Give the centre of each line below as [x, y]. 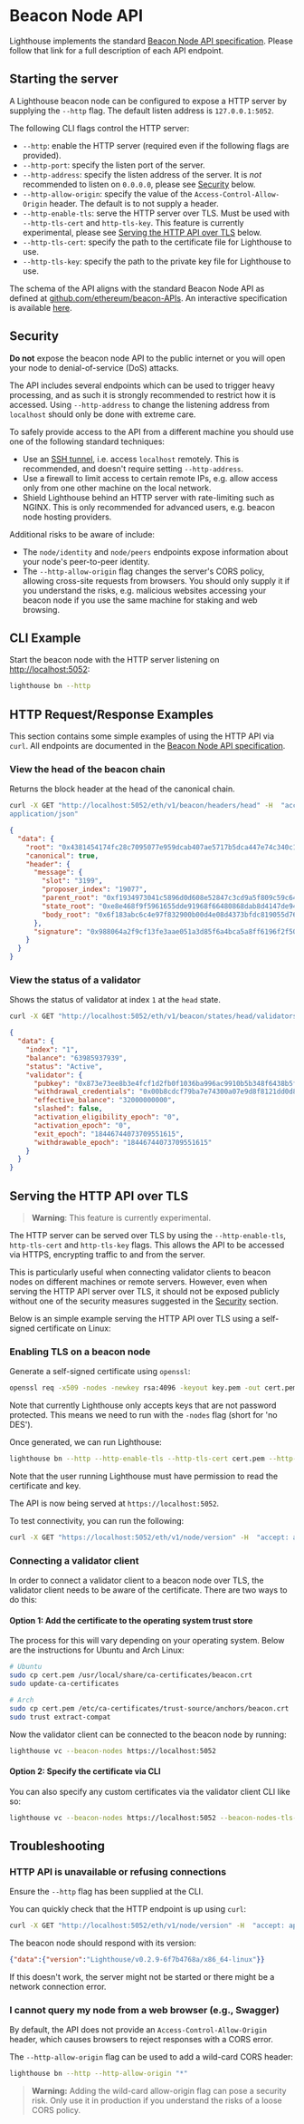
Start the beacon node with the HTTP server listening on [114, 660]
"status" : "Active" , [64, 1066]
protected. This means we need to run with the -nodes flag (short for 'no [143, 1415]
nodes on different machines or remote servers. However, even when [138, 1281]
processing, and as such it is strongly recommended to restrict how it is [142, 394]
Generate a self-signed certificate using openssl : [100, 1372]
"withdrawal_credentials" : [84, 1092]
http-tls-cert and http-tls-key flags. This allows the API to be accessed [147, 1245]
